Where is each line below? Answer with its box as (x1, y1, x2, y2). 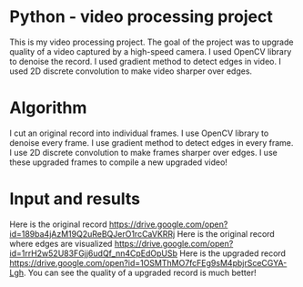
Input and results (9, 189, 141, 210)
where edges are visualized (9, 238, 113, 249)
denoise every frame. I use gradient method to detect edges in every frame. (9, 137, 294, 148)
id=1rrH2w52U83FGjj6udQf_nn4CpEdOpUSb (9, 248, 178, 259)
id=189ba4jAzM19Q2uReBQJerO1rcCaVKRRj (9, 228, 176, 239)
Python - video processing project (9, 6, 273, 27)
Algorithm (9, 97, 87, 118)
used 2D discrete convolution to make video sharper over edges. (9, 66, 253, 77)
